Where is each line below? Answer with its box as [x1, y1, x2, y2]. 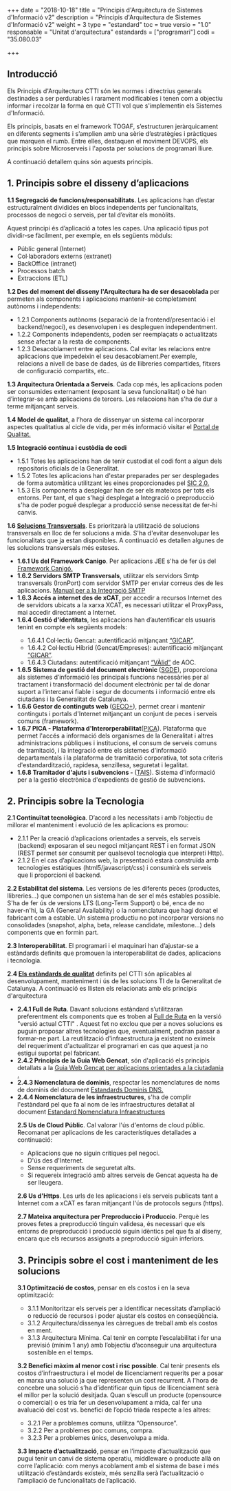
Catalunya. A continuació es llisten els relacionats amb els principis [7, 985, 197, 993]
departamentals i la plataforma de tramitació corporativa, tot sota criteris [16, 753, 223, 762]
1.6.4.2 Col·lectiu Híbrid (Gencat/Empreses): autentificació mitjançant [27, 643, 223, 651]
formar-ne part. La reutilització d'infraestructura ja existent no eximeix [16, 1034, 216, 1043]
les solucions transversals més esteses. [7, 543, 120, 551]
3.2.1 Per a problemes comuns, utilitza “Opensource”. [27, 1419, 178, 1428]
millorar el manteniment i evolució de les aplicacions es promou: [7, 821, 189, 829]
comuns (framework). [16, 717, 79, 725]
